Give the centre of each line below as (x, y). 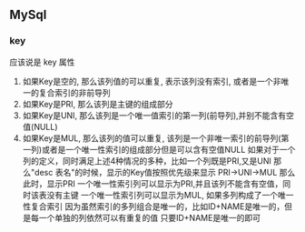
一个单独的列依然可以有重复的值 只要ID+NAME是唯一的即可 (150, 217)
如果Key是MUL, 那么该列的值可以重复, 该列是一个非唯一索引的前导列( (152, 138)
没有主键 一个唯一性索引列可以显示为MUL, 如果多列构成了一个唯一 (170, 195)
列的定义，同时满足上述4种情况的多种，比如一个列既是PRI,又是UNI (147, 161)
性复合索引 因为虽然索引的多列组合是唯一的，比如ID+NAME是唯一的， (153, 206)
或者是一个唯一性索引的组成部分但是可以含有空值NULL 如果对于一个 (168, 149)
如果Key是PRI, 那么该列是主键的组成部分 (98, 104)
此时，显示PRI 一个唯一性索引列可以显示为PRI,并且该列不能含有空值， (152, 183)
